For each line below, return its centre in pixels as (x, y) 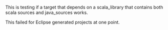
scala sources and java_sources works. (47, 12)
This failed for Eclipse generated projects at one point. (63, 22)
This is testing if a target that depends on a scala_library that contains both (84, 7)
